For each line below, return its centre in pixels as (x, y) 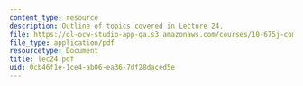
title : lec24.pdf (42, 59)
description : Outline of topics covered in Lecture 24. (116, 26)
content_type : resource (54, 17)
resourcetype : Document (54, 51)
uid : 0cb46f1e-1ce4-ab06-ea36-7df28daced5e (92, 68)
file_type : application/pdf (62, 43)
